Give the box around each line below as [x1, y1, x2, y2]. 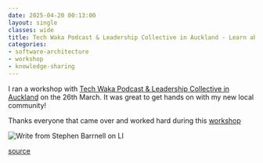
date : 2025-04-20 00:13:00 [8, 11, 96, 20]
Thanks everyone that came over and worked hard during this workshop [8, 115, 241, 125]
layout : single [8, 19, 58, 27]
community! [8, 100, 47, 110]
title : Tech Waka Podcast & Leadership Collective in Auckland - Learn [8, 33, 247, 42]
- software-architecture [8, 48, 89, 56]
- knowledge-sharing [8, 63, 76, 71]
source [8, 146, 31, 155]
